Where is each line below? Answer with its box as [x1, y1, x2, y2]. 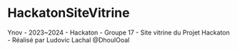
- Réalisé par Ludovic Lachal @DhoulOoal [7, 35, 130, 44]
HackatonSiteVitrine [7, 5, 130, 21]
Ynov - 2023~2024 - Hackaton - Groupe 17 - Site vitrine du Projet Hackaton [7, 28, 230, 37]
